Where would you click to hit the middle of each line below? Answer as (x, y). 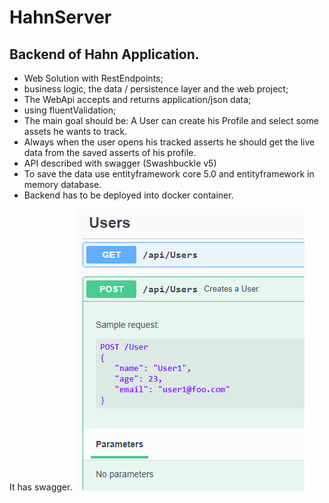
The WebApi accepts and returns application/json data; (137, 99)
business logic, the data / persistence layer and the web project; (156, 89)
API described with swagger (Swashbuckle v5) (120, 163)
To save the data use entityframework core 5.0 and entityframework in (169, 174)
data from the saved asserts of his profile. (110, 152)
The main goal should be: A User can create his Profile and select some (171, 120)
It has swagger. (41, 487)
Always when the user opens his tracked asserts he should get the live (169, 142)
